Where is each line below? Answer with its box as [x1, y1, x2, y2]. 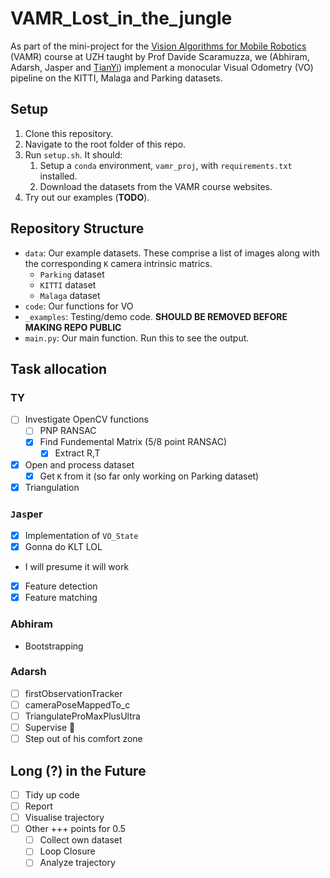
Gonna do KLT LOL [24, 541, 103, 553]
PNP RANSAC [39, 425, 97, 437]
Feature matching [24, 592, 98, 604]
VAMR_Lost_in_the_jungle [10, 7, 233, 30]
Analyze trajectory [39, 857, 116, 869]
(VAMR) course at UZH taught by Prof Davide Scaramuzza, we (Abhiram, [10, 50, 310, 62]
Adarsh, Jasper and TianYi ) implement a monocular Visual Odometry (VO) [10, 61, 314, 73]
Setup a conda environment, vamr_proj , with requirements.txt [39, 159, 293, 171]
